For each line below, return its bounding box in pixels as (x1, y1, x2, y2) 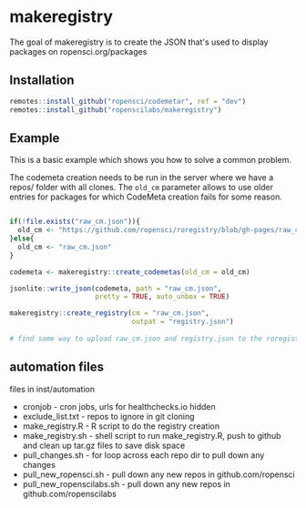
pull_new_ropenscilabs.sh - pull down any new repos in (22, 478, 230, 489)
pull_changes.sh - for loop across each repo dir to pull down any (22, 449, 265, 461)
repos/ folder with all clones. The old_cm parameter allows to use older (9, 182, 273, 193)
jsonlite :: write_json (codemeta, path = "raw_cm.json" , (9, 284, 222, 293)
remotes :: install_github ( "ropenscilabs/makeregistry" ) (9, 105, 222, 115)
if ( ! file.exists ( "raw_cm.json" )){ (9, 217, 141, 227)
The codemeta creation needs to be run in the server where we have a (9, 172, 274, 183)
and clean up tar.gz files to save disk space (22, 440, 186, 451)
